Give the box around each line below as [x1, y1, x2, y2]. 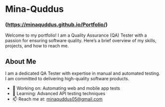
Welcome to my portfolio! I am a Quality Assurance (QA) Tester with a [5, 32, 147, 38]
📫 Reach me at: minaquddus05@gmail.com [12, 96, 103, 102]
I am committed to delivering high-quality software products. [5, 76, 129, 82]
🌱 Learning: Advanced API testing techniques [12, 91, 105, 97]
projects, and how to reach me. [5, 43, 69, 49]
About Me [5, 57, 36, 65]
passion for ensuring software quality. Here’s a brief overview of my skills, [5, 38, 157, 44]
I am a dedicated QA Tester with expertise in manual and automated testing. [5, 70, 161, 76]
